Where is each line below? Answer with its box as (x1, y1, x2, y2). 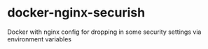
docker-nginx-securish (7, 5, 146, 21)
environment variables (7, 35, 72, 43)
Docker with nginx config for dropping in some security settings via (7, 28, 202, 36)
